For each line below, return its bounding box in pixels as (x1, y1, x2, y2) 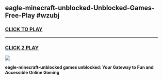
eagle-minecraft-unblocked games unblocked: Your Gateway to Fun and (5, 64, 154, 70)
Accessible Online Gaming (5, 69, 60, 75)
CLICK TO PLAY (5, 26, 43, 33)
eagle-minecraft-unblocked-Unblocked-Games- (5, 4, 155, 12)
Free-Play (5, 12, 35, 20)
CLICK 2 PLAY (5, 44, 39, 51)
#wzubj (36, 12, 60, 20)
